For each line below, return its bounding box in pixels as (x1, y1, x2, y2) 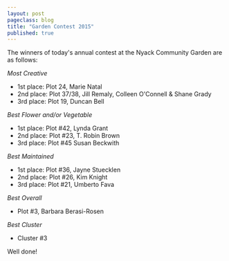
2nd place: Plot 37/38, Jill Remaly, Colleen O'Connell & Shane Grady (17, 90, 212, 98)
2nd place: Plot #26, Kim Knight (17, 173, 108, 181)
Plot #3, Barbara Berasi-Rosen (17, 207, 104, 215)
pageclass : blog (7, 17, 54, 24)
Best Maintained (7, 152, 54, 161)
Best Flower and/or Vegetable (7, 111, 93, 119)
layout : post (7, 10, 45, 17)
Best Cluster (7, 221, 43, 229)
